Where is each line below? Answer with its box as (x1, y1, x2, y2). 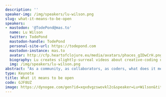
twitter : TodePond (9, 35, 48, 40)
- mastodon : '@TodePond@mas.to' (5, 25, 72, 30)
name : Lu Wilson (9, 30, 43, 35)
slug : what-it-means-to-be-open (5, 16, 72, 21)
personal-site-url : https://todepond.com (9, 44, 96, 48)
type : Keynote (5, 71, 35, 76)
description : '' (5, 7, 39, 12)
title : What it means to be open (5, 75, 74, 80)
